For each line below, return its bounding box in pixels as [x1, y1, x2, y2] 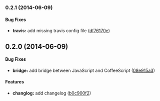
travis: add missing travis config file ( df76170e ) [12, 28, 110, 34]
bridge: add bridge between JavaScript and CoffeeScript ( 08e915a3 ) [12, 67, 155, 73]
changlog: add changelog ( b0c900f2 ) [12, 90, 91, 96]
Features [5, 79, 24, 85]
